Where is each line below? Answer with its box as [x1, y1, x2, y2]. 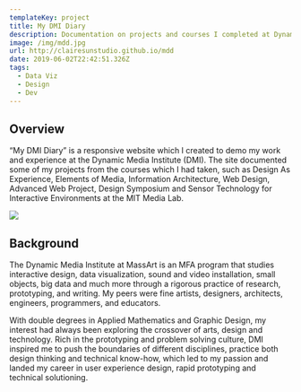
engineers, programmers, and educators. [9, 298, 161, 309]
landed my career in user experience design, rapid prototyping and [9, 362, 257, 373]
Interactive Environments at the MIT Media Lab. [9, 193, 185, 204]
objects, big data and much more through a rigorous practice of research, [9, 279, 281, 290]
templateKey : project [9, 13, 90, 22]
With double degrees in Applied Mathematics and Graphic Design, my [9, 315, 267, 326]
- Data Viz [17, 72, 58, 81]
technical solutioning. [9, 372, 89, 383]
